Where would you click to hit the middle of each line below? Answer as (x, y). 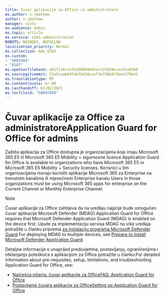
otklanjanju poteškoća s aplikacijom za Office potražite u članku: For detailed (83, 255)
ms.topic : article (24, 33)
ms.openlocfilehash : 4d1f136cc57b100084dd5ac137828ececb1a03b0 (72, 70)
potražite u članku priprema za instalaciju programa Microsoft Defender (78, 229)
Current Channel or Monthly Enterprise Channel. (54, 189)
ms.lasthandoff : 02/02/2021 (34, 88)
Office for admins (42, 138)
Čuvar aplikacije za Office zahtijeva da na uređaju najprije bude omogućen (81, 208)
